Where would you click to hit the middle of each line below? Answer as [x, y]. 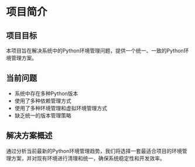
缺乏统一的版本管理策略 [43, 115]
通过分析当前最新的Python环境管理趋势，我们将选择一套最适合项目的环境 [94, 151]
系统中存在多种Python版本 [46, 93]
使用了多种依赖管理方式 [43, 101]
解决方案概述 [29, 136]
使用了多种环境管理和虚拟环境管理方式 [61, 108]
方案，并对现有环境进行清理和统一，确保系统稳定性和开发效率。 [88, 158]
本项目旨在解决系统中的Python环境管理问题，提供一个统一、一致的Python [95, 51]
